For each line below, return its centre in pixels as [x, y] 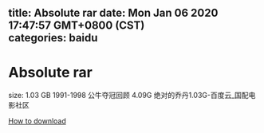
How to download [37, 121]
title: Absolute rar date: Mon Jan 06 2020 [113, 13]
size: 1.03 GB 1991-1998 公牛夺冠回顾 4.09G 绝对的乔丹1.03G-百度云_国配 [128, 96]
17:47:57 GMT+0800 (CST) [77, 26]
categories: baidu [53, 38]
